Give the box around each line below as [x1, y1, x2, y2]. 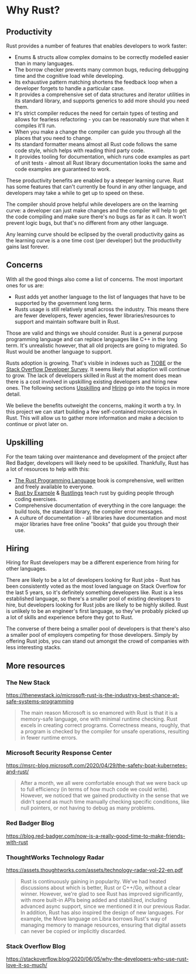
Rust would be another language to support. [6, 348, 112, 355]
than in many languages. [14, 60, 74, 67]
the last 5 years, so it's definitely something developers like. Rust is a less [6, 589, 183, 596]
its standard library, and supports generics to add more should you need [14, 97, 189, 104]
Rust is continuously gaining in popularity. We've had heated [20, 878, 167, 885]
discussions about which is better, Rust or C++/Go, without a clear [20, 884, 181, 891]
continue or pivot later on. [6, 420, 68, 427]
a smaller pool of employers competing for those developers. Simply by [6, 632, 178, 639]
